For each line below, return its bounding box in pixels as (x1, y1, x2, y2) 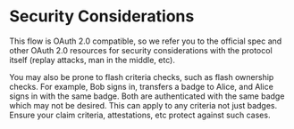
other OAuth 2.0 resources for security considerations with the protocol (9, 44, 273, 55)
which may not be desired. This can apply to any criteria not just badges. (9, 100, 278, 110)
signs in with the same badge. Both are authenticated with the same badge (9, 91, 285, 101)
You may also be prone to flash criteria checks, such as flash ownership (9, 71, 274, 82)
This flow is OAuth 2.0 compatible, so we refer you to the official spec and (9, 36, 282, 46)
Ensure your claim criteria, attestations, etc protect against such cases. (9, 109, 271, 120)
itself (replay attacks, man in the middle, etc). (9, 54, 176, 65)
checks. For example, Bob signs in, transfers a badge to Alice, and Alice (9, 81, 274, 92)
